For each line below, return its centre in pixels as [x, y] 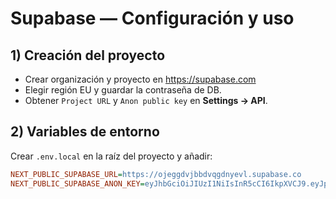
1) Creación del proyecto [88, 55]
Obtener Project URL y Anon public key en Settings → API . [146, 100]
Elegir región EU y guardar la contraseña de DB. [123, 90]
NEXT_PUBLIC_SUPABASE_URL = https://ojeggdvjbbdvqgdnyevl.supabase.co [156, 174]
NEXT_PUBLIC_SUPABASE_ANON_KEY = [77, 183]
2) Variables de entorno [85, 132]
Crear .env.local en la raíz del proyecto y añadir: [111, 156]
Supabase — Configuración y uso [152, 18]
